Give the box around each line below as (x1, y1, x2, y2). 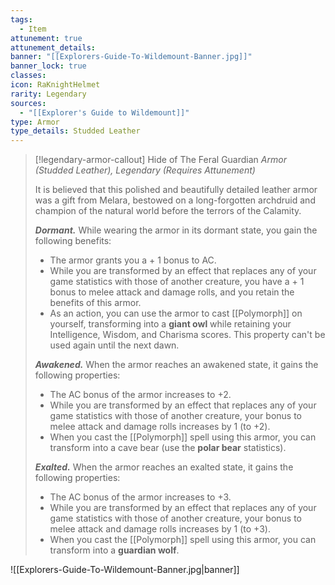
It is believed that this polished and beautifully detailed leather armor (34, 184, 318, 196)
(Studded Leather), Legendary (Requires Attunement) (34, 164, 256, 176)
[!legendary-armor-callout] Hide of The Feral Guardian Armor (34, 154, 287, 166)
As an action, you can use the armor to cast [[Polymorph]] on (49, 307, 303, 320)
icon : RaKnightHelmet (10, 80, 101, 90)
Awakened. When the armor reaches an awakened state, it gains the (34, 359, 319, 371)
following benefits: (34, 235, 112, 247)
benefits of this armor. (49, 297, 142, 309)
